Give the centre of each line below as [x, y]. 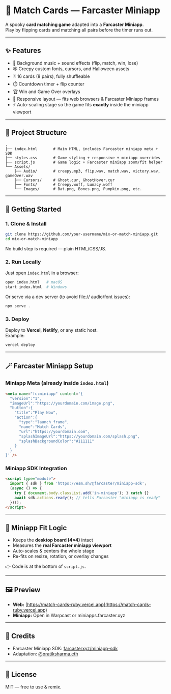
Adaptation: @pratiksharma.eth [45, 654]
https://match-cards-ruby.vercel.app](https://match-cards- [89, 604]
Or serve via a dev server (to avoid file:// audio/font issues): [68, 297]
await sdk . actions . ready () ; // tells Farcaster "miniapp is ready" [87, 498]
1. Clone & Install [26, 223]
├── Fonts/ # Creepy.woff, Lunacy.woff [64, 184]
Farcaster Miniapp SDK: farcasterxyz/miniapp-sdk [65, 648]
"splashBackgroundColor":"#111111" [56, 441]
